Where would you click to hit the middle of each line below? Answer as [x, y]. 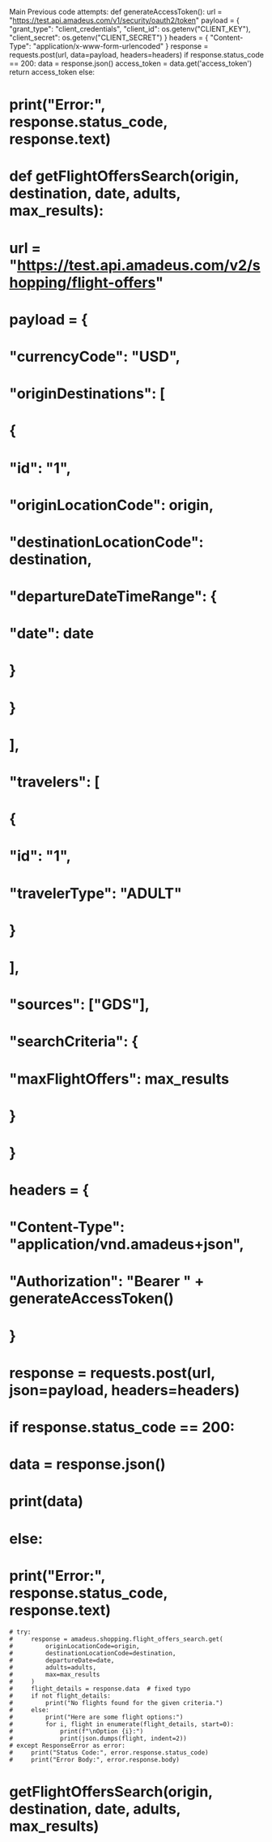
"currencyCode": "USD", [95, 356]
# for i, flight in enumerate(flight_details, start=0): [121, 1724]
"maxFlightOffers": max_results [119, 1079]
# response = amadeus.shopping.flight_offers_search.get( [116, 1639]
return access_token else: [52, 72]
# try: [20, 1632]
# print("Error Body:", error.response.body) [95, 1759]
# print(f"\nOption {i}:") [76, 1731]
